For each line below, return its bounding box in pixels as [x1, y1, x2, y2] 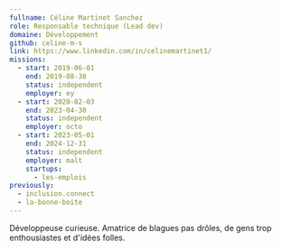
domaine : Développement [9, 30, 99, 39]
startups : [25, 164, 63, 173]
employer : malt [25, 155, 83, 165]
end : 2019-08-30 [25, 72, 88, 81]
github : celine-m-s [9, 38, 83, 48]
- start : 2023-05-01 [17, 131, 95, 140]
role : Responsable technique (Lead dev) [9, 22, 164, 31]
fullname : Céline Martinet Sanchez [9, 13, 144, 23]
